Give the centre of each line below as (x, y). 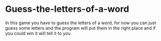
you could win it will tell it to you (38, 33)
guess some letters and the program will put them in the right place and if (80, 28)
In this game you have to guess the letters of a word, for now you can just (80, 23)
